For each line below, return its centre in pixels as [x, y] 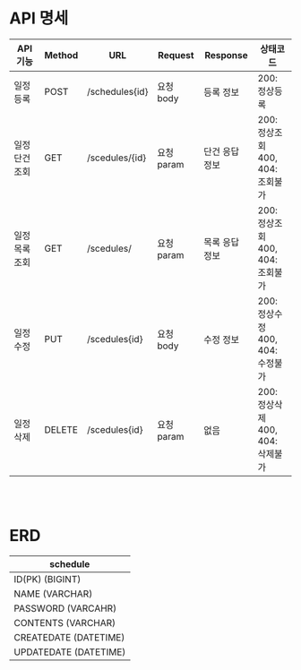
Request [176, 55]
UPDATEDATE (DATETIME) [70, 652]
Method [61, 55]
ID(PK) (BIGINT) [47, 579]
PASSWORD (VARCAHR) [65, 608]
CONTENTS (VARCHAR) [65, 623]
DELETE [61, 429]
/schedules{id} [117, 91]
